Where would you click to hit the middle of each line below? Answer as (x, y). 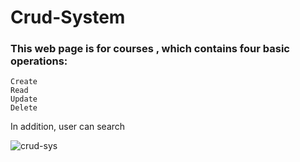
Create (24, 82)
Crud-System (68, 17)
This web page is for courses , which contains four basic (150, 49)
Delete (24, 108)
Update (24, 99)
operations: (39, 61)
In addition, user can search (68, 127)
